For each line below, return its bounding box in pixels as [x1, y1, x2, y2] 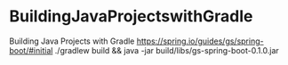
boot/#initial [9, 45, 53, 55]
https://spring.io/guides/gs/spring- [136, 36, 264, 46]
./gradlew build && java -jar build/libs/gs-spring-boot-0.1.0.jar [54, 45, 280, 55]
